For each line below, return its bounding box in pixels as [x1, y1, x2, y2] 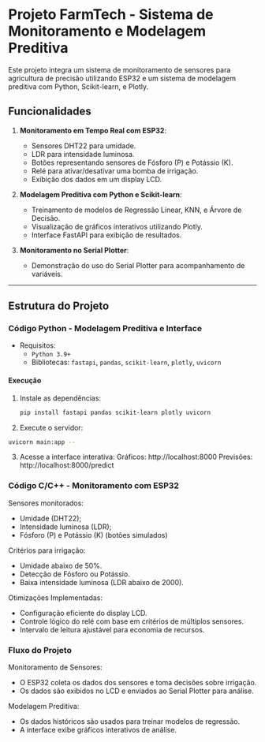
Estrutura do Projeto [8, 300, 110, 313]
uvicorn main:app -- [8, 438, 77, 446]
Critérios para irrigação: [8, 546, 86, 555]
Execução [8, 376, 42, 386]
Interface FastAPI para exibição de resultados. [31, 230, 182, 240]
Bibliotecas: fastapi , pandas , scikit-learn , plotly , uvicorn [31, 357, 222, 367]
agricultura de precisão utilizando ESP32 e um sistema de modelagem [8, 73, 237, 83]
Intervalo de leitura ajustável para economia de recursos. [19, 625, 205, 634]
